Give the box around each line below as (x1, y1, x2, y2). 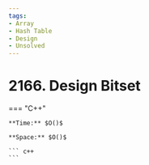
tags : (8, 11, 27, 20)
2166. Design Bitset (8, 77, 142, 95)
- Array (8, 19, 35, 27)
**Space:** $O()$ (8, 133, 67, 142)
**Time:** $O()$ (8, 119, 63, 128)
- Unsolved (8, 42, 45, 50)
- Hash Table (8, 27, 53, 35)
